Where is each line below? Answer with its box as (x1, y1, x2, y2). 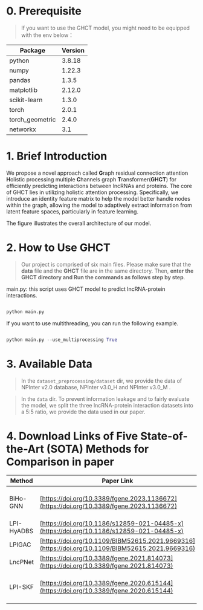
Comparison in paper (6, 455, 115, 469)
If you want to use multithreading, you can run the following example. (6, 319, 179, 327)
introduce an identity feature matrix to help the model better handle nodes (6, 195, 190, 202)
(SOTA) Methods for (46, 442, 149, 456)
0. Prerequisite (6, 4, 82, 18)
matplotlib (9, 86, 38, 94)
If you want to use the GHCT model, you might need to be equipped (21, 24, 190, 31)
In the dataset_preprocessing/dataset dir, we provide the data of (21, 377, 182, 384)
